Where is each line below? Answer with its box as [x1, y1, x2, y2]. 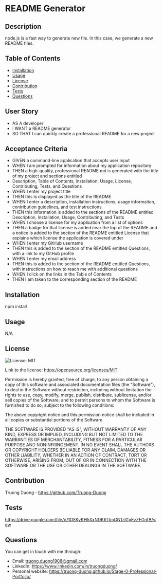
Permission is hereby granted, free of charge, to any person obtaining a [5, 376, 148, 382]
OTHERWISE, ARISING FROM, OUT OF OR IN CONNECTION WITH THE [5, 457, 147, 463]
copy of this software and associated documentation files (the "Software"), [5, 382, 156, 387]
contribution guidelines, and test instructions [12, 204, 102, 210]
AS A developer [12, 120, 44, 126]
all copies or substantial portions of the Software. [5, 417, 104, 422]
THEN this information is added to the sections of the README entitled [12, 209, 154, 215]
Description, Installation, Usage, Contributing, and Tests [12, 215, 124, 220]
